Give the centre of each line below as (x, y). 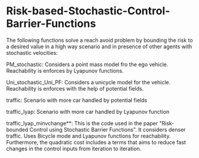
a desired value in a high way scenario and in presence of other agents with (99, 47)
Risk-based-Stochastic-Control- (88, 11)
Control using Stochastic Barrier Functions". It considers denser (108, 129)
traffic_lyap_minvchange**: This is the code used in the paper (82, 123)
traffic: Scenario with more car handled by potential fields (77, 100)
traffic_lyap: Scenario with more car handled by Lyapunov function (88, 111)
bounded (17, 129)
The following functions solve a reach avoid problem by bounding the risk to (99, 40)
